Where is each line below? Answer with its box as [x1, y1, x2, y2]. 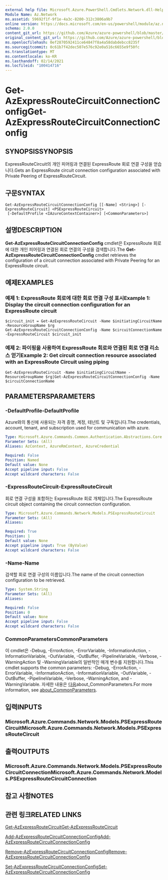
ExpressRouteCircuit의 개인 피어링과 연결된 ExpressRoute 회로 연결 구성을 [5, 161, 152, 167]
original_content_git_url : [5, 36, 61, 41]
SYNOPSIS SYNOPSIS [5, 147, 73, 156]
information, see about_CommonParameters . [5, 687, 97, 693]
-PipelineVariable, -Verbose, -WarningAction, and [27, 675, 129, 681]
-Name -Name [5, 559, 39, 566]
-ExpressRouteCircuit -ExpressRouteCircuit [5, 484, 112, 491]
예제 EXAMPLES [5, 278, 54, 287]
